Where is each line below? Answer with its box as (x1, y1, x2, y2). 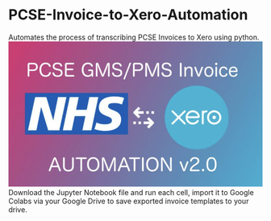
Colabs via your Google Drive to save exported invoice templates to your (8, 196, 249, 206)
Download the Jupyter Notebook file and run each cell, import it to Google (8, 188, 254, 198)
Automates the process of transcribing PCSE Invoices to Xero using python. (8, 32, 260, 42)
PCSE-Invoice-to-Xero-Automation (8, 6, 248, 24)
